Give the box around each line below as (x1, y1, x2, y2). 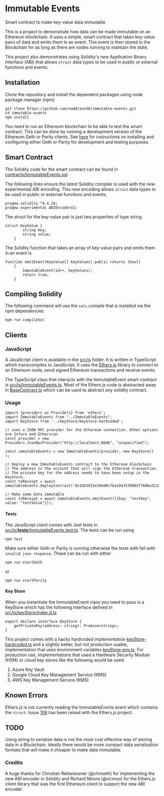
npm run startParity (5, 578, 47, 583)
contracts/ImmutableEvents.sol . (5, 171, 69, 177)
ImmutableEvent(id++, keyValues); (22, 268, 93, 273)
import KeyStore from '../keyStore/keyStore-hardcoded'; (5, 419, 123, 424)
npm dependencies (5, 308, 44, 314)
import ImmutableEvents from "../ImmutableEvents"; (5, 415, 112, 420)
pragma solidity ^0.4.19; (5, 201, 58, 206)
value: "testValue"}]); (5, 501, 54, 506)
